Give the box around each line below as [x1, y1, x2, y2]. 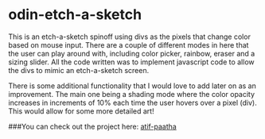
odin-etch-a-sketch [8, 6, 142, 24]
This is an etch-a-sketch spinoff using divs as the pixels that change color [8, 32, 251, 41]
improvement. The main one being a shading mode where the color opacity [8, 89, 255, 98]
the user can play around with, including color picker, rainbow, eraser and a [8, 48, 255, 58]
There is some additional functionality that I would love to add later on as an [8, 81, 256, 91]
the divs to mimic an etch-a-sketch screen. [8, 65, 150, 75]
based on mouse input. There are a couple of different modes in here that [8, 40, 249, 49]
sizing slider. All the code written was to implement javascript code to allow [8, 57, 255, 67]
